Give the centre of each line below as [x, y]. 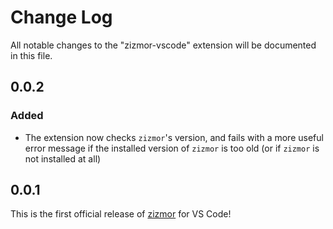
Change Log [61, 17]
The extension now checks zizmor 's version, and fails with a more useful [174, 137]
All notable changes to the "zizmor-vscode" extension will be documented [163, 45]
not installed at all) [63, 158]
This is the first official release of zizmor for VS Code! [121, 214]
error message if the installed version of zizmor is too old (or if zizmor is [172, 148]
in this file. [31, 55]
